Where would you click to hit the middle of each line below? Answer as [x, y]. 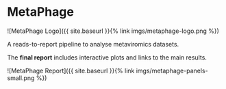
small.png [21, 78]
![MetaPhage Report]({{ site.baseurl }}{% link [71, 71]
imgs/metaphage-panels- [172, 71]
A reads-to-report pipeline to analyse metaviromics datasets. [93, 44]
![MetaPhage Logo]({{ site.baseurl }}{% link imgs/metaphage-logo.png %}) [113, 31]
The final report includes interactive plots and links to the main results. [107, 57]
